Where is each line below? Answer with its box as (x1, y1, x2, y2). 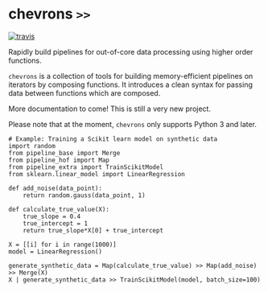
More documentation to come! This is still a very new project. (8, 104, 212, 113)
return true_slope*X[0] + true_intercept (23, 226, 163, 234)
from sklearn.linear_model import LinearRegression (8, 170, 185, 178)
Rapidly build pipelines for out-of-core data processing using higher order (8, 47, 254, 56)
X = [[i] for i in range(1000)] (8, 241, 117, 249)
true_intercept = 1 (23, 219, 89, 228)
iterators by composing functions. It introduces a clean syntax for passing (8, 80, 254, 89)
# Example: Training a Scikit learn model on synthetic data (8, 134, 218, 143)
